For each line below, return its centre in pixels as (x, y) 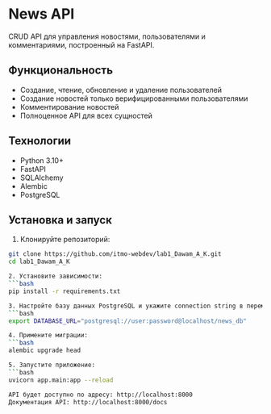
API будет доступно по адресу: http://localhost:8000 (101, 395)
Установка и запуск (60, 220)
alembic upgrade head (45, 351)
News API (42, 14)
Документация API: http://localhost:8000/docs (88, 402)
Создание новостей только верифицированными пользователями (134, 98)
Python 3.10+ (42, 160)
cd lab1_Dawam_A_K (39, 262)
